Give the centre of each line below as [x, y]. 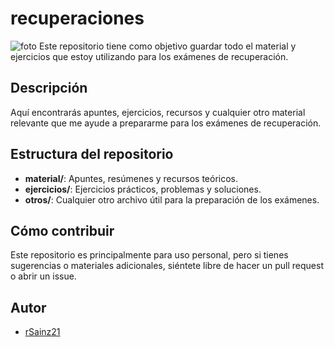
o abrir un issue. [43, 276]
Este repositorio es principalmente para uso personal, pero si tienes [149, 255]
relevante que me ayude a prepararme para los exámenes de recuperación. [166, 123]
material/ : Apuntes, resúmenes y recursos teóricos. [131, 178]
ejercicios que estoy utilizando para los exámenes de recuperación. [149, 56]
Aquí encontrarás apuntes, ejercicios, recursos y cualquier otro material [158, 112]
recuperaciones [77, 18]
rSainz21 [42, 332]
